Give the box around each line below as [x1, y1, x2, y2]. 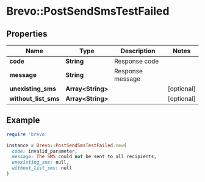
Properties [6, 29, 48, 39]
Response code [113, 57, 159, 65]
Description [120, 47, 156, 55]
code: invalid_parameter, [12, 148, 78, 154]
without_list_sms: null [12, 165, 72, 172]
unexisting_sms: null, [12, 159, 70, 166]
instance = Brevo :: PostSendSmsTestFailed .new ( [6, 142, 127, 148]
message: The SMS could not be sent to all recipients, [12, 154, 157, 160]
